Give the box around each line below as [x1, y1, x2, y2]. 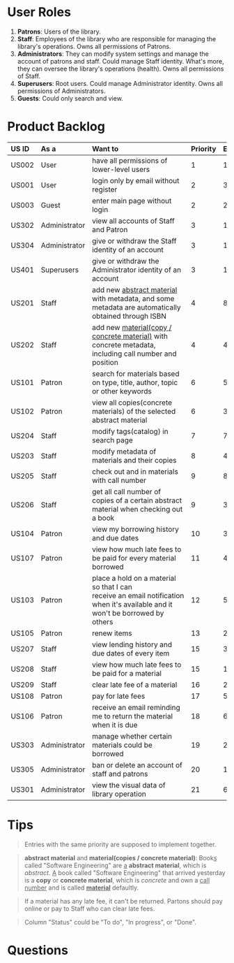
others [91, 616, 114, 626]
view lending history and [91, 639, 173, 649]
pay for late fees [91, 691, 146, 701]
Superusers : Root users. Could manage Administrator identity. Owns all [17, 79, 223, 87]
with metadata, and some [91, 294, 175, 303]
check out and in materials [91, 466, 179, 476]
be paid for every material [91, 553, 176, 563]
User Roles [7, 4, 72, 20]
